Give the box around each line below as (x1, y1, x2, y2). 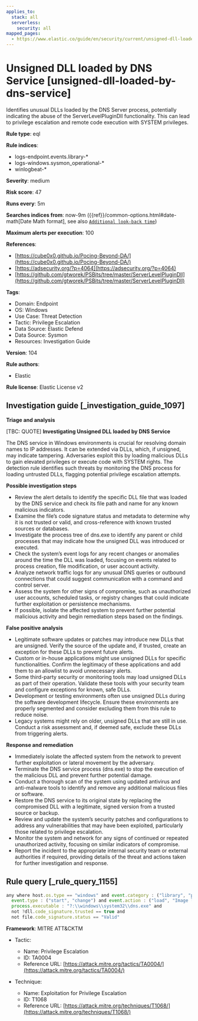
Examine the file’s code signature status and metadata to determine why (14, 512, 190, 519)
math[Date (6, 217, 32, 225)
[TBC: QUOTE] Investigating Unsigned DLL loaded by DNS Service (6, 428, 171, 435)
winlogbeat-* (14, 165, 47, 173)
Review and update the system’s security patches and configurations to (14, 815, 189, 822)
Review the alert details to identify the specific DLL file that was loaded (14, 493, 187, 500)
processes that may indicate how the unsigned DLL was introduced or (14, 537, 185, 544)
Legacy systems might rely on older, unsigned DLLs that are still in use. (14, 717, 187, 724)
